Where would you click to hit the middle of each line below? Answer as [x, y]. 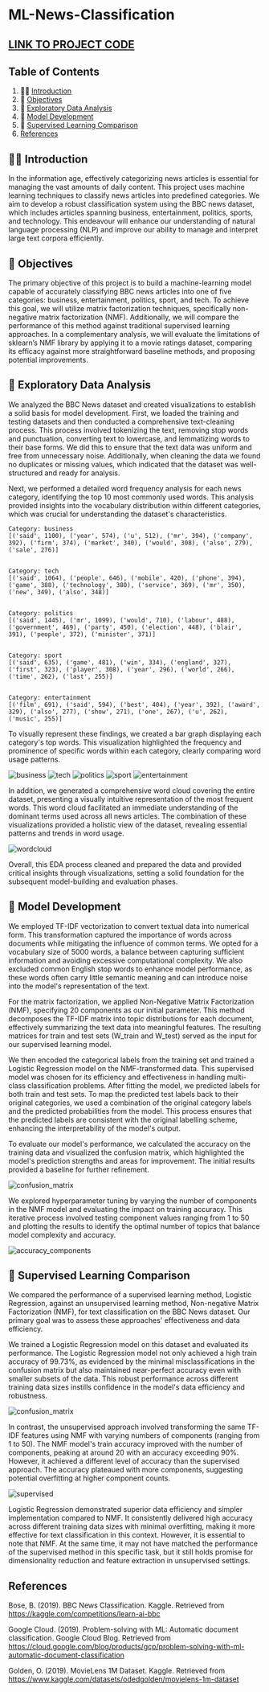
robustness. [28, 1396]
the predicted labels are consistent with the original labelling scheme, [123, 1119]
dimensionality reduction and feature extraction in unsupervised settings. [129, 1561]
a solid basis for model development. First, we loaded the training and [124, 413]
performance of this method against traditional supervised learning [119, 326]
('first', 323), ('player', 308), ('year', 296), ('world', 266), [122, 669]
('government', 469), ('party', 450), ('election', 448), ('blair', [125, 627]
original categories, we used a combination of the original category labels [130, 1103]
